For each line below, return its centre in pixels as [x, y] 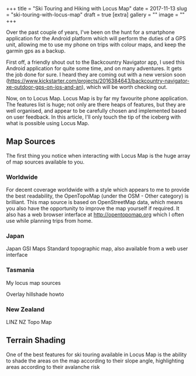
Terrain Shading [36, 341]
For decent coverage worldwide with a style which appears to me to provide [98, 190]
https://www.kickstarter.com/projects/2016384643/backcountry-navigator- [99, 81]
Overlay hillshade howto [35, 294]
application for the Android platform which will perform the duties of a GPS [96, 38]
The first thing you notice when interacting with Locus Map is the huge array [98, 156]
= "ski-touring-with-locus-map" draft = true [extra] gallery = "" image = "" [95, 15]
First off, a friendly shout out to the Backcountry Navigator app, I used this [95, 62]
